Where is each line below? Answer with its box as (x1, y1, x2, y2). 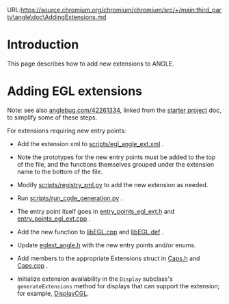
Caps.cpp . (16, 261, 49, 269)
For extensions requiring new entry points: (7, 126, 126, 135)
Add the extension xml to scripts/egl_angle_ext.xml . (16, 139, 164, 148)
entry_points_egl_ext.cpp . (16, 215, 91, 223)
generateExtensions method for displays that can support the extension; (16, 281, 220, 290)
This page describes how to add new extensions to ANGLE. (7, 59, 174, 68)
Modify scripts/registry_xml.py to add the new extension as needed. (16, 180, 208, 189)
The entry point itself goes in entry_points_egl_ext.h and (16, 207, 175, 215)
